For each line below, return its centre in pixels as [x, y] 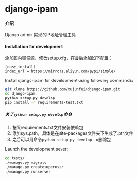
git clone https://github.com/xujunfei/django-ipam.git [62, 89]
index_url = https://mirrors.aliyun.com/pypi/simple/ [61, 71]
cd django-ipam [20, 94]
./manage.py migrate [26, 163]
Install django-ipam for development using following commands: [69, 80]
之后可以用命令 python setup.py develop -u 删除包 [61, 140]
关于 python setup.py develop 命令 [38, 114]
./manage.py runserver [28, 171]
